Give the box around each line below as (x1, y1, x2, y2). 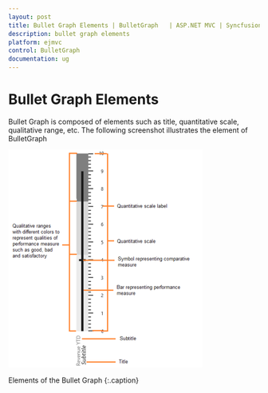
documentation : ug (8, 55, 69, 63)
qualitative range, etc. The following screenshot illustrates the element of (8, 125, 249, 135)
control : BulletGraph (8, 46, 81, 55)
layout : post (8, 13, 52, 21)
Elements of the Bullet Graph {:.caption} (8, 375, 140, 385)
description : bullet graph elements (8, 30, 130, 38)
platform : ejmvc (8, 38, 62, 46)
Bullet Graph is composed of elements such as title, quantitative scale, (8, 117, 239, 126)
